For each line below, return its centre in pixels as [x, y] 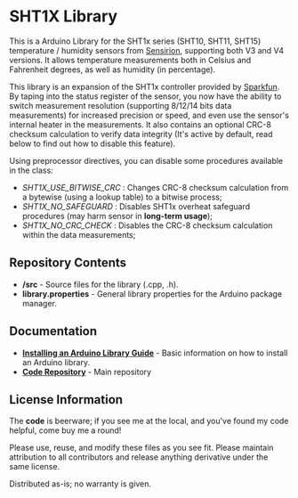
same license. [35, 467]
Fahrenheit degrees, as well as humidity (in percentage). [113, 69]
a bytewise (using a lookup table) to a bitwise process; [122, 197]
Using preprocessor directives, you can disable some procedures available [146, 160]
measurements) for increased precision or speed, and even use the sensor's [149, 115]
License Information [66, 400]
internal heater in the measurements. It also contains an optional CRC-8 [140, 124]
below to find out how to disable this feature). [93, 143]
